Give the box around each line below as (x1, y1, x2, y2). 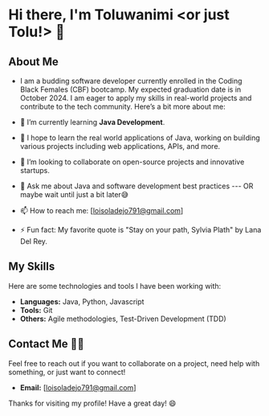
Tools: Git (19, 305, 53, 315)
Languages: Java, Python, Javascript (19, 296, 145, 307)
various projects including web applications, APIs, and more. (19, 142, 221, 150)
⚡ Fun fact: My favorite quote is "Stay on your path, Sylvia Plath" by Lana (19, 225, 262, 234)
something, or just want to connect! (8, 367, 126, 377)
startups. (19, 166, 51, 175)
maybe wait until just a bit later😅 (19, 190, 128, 199)
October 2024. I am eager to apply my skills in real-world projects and (19, 93, 252, 102)
